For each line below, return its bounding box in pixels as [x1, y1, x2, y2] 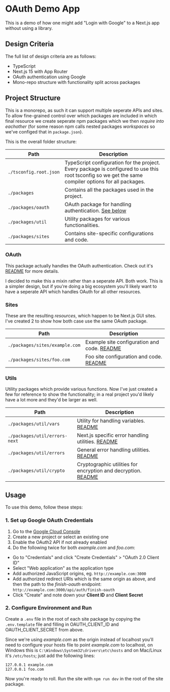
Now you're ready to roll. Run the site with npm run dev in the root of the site [5, 675, 163, 681]
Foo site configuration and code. [85, 353, 162, 360]
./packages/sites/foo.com [8, 357, 70, 363]
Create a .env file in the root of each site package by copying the [5, 616, 141, 622]
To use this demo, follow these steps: [5, 504, 83, 511]
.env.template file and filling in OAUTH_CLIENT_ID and [5, 621, 119, 627]
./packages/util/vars [8, 421, 60, 427]
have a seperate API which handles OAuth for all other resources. [5, 289, 142, 295]
